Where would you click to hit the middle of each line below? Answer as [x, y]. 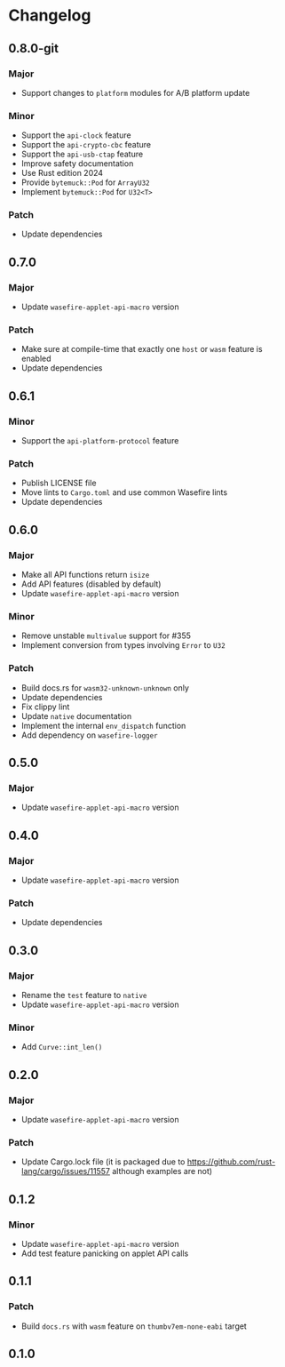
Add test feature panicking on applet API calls [105, 1253]
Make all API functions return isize [85, 575]
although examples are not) [162, 1171]
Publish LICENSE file [59, 483]
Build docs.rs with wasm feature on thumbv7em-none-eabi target [134, 1326]
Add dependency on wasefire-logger [89, 735]
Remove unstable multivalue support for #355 [106, 636]
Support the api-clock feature [76, 135]
